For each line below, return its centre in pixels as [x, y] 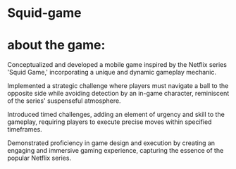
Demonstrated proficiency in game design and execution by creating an [111, 143]
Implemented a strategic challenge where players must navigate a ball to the [118, 86]
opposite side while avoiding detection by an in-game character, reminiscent [118, 94]
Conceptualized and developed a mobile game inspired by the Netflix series [117, 65]
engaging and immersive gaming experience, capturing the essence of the [116, 151]
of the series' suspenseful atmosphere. [64, 101]
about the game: [56, 45]
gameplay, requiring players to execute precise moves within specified [110, 122]
